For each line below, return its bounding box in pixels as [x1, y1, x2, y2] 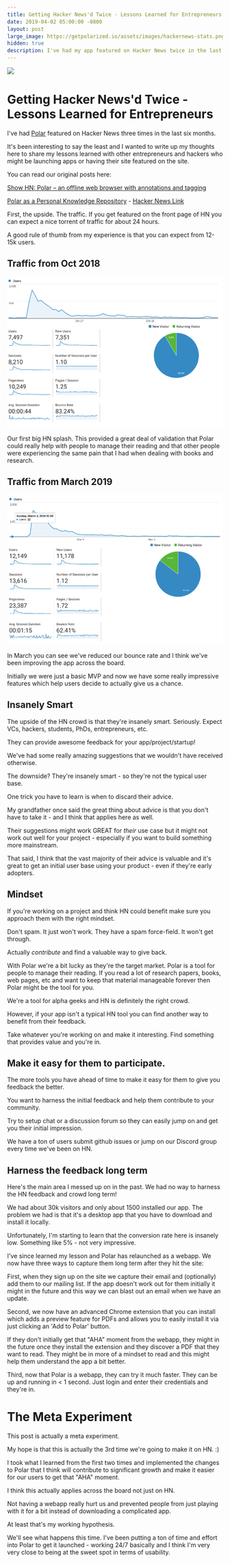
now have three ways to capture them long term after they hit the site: [7, 1259, 204, 1267]
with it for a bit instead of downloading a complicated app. [7, 1507, 171, 1516]
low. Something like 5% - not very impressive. [7, 1238, 137, 1247]
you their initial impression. [7, 1124, 84, 1132]
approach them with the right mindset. [7, 914, 115, 922]
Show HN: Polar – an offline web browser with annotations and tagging [7, 183, 207, 191]
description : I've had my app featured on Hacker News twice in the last [7, 47, 222, 54]
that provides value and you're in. [7, 1037, 101, 1046]
